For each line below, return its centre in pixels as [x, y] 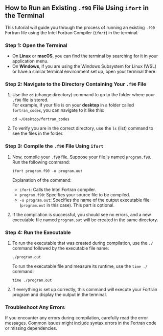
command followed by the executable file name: [60, 248]
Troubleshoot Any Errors [35, 307]
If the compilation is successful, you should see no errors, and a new [81, 214]
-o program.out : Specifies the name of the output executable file [84, 200]
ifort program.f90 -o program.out [47, 171]
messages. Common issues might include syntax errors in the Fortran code [81, 323]
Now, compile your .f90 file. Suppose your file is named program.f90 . [82, 157]
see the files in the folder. [38, 133]
